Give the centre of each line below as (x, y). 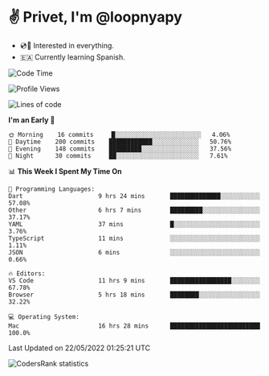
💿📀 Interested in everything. (67, 45)
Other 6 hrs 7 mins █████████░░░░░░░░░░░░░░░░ (134, 210)
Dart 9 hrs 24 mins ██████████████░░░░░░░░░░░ (134, 196)
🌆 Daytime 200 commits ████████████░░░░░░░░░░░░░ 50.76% (120, 142)
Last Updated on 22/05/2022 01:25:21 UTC (79, 348)
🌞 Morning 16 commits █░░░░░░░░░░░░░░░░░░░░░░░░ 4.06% (119, 134)
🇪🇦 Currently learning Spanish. (73, 57)
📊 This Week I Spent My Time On (65, 171)
